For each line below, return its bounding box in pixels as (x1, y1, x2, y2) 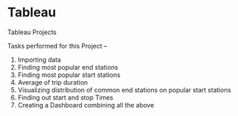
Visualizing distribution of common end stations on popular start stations (17, 85, 232, 94)
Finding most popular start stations (17, 70, 121, 79)
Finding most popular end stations (17, 63, 119, 71)
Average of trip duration (17, 78, 88, 86)
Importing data (17, 55, 61, 64)
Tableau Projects (7, 28, 57, 36)
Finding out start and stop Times (17, 93, 114, 102)
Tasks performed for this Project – (7, 41, 108, 50)
